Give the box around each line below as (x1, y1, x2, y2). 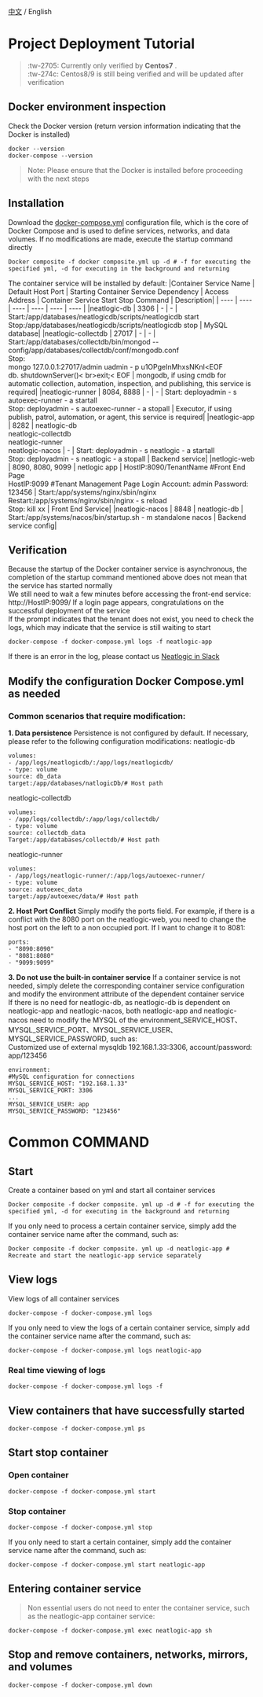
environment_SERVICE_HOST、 (140, 1015, 242, 1025)
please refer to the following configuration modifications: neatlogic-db (8, 737, 236, 746)
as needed (8, 687, 61, 700)
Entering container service (8, 1582, 141, 1596)
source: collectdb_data (8, 829, 86, 837)
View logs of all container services (8, 1294, 120, 1303)
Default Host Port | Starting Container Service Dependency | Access (8, 286, 229, 296)
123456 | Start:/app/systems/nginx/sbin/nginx (8, 487, 157, 497)
